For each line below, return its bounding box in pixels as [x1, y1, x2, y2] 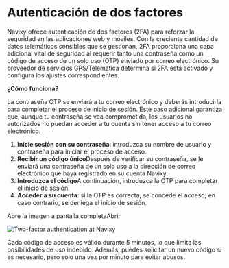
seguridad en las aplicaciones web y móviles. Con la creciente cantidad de [7, 34, 218, 42]
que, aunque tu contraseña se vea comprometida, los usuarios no [7, 112, 193, 121]
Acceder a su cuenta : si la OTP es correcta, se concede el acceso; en [16, 191, 216, 199]
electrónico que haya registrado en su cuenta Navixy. [16, 169, 168, 178]
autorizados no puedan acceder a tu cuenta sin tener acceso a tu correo [7, 119, 212, 127]
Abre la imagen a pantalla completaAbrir [7, 211, 121, 220]
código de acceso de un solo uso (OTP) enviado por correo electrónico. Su [7, 56, 219, 64]
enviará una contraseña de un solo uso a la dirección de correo [16, 162, 196, 170]
